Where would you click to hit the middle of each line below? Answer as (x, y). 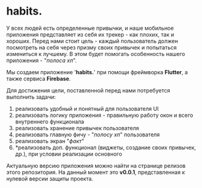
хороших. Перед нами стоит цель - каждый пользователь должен (92, 41)
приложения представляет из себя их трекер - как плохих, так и (90, 34)
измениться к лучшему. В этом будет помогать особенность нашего (96, 54)
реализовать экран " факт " (50, 141)
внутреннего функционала (50, 121)
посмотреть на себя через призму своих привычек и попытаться (92, 47)
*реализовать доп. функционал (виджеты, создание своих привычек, (106, 147)
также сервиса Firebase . (39, 78)
